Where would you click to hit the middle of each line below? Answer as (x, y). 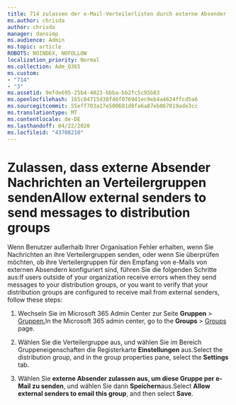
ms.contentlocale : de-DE (44, 119)
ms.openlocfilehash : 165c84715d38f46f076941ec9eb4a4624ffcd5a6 (103, 100)
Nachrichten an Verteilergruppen (107, 182)
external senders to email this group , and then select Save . (105, 394)
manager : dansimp (33, 34)
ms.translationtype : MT (43, 113)
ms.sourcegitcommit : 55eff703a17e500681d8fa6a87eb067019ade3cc (103, 106)
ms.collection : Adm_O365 (44, 67)
